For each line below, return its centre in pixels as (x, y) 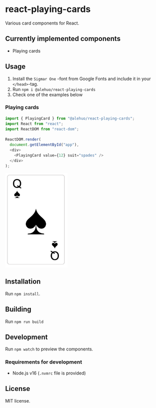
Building (18, 309)
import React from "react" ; (34, 123)
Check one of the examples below (48, 94)
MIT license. (18, 400)
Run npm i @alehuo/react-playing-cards (54, 89)
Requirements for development (44, 362)
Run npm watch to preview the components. (49, 349)
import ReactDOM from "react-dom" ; (42, 129)
